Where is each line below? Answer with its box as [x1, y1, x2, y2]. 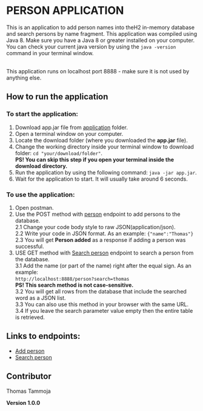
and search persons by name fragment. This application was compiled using [6, 30, 198, 37]
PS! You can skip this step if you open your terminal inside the [15, 156, 175, 163]
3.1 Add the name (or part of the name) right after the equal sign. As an [15, 262, 192, 269]
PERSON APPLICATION [6, 4, 124, 18]
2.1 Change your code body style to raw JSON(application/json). [15, 223, 176, 230]
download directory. [15, 162, 68, 170]
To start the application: [6, 110, 79, 118]
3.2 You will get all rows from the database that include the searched [15, 287, 187, 295]
